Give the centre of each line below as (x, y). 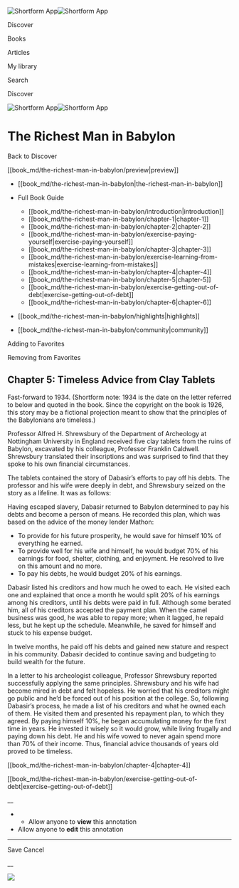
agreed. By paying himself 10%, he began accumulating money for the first (117, 721)
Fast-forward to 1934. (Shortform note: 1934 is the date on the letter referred (119, 397)
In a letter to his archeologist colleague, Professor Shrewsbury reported (112, 675)
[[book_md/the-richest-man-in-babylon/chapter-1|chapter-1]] (118, 219)
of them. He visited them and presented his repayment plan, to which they (116, 713)
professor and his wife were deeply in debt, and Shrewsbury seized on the (116, 485)
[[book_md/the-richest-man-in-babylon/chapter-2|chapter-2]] (119, 226)
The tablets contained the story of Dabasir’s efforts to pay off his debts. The (118, 477)
